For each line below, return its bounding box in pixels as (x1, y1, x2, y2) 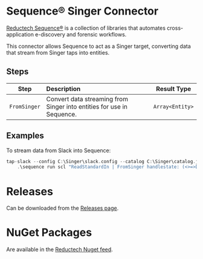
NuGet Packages (6, 226, 92, 240)
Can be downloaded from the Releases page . (6, 204, 119, 212)
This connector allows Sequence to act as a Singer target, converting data (6, 42, 192, 50)
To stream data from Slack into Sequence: (6, 147, 111, 154)
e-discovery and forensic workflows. (35, 30, 127, 38)
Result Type (156, 84, 192, 93)
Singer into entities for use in (46, 102, 128, 110)
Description (46, 84, 81, 93)
